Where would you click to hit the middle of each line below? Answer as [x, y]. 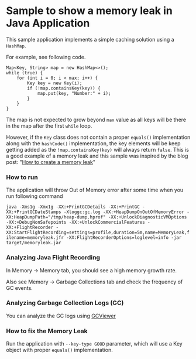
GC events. [20, 288]
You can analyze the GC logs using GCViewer [61, 316]
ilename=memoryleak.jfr [35, 238]
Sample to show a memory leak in [89, 11]
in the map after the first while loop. [49, 126]
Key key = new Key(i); [55, 83]
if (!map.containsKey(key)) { [64, 88]
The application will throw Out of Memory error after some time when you [95, 190]
